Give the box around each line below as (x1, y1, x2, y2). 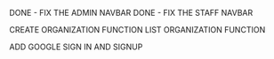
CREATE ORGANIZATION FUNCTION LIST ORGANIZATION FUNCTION (9, 25, 266, 34)
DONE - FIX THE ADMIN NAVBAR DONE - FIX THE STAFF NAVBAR (9, 8, 254, 18)
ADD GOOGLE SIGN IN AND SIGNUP (9, 41, 143, 52)
